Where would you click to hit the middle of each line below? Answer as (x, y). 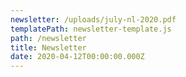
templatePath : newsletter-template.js (91, 29)
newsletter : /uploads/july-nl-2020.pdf (93, 19)
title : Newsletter (48, 47)
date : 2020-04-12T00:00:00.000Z (77, 57)
